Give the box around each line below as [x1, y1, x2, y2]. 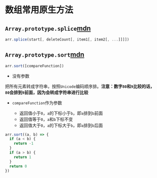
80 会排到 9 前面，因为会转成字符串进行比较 [5, 89, 88, 95]
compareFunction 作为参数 [12, 99, 62, 105]
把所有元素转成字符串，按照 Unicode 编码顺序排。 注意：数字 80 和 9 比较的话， [5, 83, 155, 89]
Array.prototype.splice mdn [5, 24, 91, 32]
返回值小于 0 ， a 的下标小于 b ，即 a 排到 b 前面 [19, 110, 103, 116]
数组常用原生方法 [5, 4, 74, 16]
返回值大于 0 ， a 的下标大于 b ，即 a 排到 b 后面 [19, 122, 103, 128]
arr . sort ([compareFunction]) [5, 63, 64, 68]
